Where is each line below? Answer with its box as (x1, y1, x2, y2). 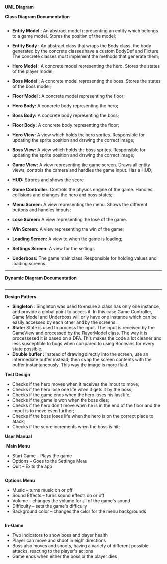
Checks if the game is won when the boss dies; (12, 397, 109, 403)
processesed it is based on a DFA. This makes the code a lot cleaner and (12, 335, 162, 341)
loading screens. (12, 261, 47, 266)
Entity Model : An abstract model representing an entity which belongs (12, 28, 158, 34)
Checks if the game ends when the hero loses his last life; (12, 392, 131, 398)
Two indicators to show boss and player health (12, 532, 108, 538)
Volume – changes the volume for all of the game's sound (12, 498, 131, 504)
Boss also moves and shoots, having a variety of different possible (12, 543, 149, 549)
